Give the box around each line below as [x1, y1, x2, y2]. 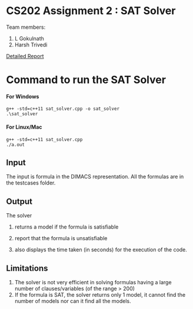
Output [6, 196, 32, 206]
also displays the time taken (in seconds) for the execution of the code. [14, 246, 187, 253]
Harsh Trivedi [14, 41, 48, 48]
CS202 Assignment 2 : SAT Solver [6, 4, 176, 18]
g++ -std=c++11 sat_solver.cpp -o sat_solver [6, 106, 119, 112]
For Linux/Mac [6, 123, 42, 130]
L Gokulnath [14, 35, 44, 42]
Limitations [6, 263, 48, 273]
